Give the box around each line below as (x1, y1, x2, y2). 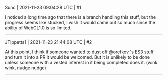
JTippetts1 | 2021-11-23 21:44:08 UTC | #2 (5, 39, 92, 45)
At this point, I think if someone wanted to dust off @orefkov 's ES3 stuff (5, 49, 154, 55)
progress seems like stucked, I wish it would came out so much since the (5, 20, 156, 25)
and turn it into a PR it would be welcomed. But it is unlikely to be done (5, 54, 150, 60)
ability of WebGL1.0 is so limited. (5, 25, 72, 31)
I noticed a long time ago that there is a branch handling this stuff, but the (5, 14, 156, 20)
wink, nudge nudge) (5, 65, 46, 71)
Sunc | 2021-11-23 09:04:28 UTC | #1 (5, 5, 81, 10)
